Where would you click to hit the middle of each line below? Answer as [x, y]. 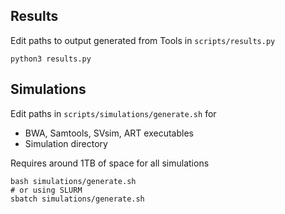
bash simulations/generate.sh [73, 181]
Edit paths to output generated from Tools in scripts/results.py [143, 40]
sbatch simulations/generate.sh [77, 199]
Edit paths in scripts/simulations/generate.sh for [113, 113]
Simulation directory [66, 143]
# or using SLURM [46, 190]
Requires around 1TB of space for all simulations [110, 163]
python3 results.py [51, 59]
